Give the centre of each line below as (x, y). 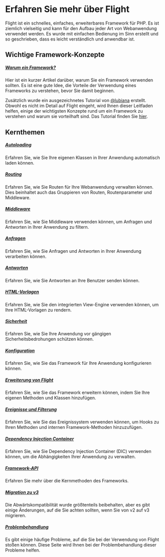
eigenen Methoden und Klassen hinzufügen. (51, 398)
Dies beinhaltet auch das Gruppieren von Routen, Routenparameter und (79, 192)
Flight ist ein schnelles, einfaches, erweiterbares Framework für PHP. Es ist (82, 23)
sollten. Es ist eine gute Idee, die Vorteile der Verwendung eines (71, 86)
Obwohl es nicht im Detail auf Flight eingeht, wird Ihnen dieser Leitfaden (79, 106)
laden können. (20, 163)
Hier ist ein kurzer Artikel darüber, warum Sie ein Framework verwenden (79, 80)
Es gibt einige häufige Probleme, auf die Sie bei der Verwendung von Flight (82, 539)
